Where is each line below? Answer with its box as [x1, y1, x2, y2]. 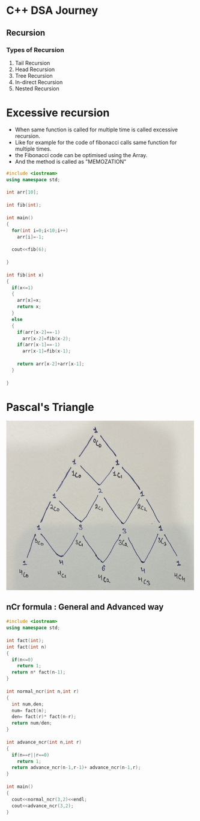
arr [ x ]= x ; [17, 298, 42, 304]
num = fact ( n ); [11, 707, 47, 714]
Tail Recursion [14, 59, 50, 66]
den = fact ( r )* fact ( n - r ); [11, 714, 77, 720]
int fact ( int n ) [6, 644, 47, 650]
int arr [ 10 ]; [6, 189, 39, 196]
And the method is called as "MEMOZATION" [14, 158, 127, 165]
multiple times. [14, 145, 52, 152]
